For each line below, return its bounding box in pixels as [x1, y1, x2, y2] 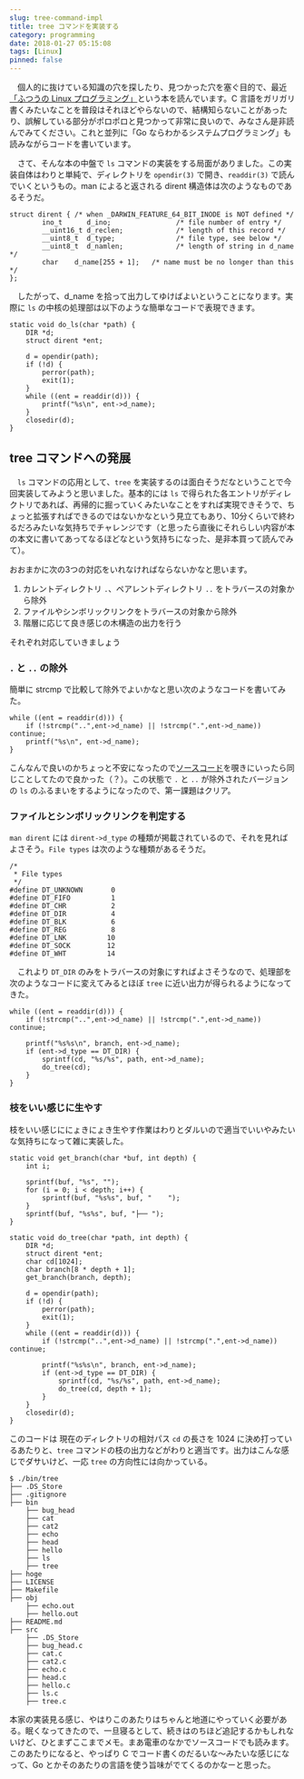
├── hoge [9, 1569, 43, 1578]
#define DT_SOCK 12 [9, 942, 116, 951]
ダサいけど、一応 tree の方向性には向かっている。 [25, 1455, 213, 1466]
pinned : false [9, 55, 64, 65]
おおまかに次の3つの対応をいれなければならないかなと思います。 [9, 564, 252, 575]
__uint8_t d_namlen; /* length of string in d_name [42, 242, 295, 251]
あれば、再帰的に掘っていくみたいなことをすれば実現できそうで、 [40, 499, 288, 510]
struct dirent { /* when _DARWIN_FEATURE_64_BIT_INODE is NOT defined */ [9, 210, 295, 219]
